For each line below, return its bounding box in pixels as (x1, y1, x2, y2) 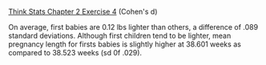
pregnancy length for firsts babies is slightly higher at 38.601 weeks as (8, 39, 242, 49)
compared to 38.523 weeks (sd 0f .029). (8, 48, 143, 57)
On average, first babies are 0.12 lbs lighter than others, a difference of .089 (8, 22, 259, 31)
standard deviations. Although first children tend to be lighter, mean (8, 31, 232, 40)
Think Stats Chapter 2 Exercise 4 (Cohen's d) (8, 7, 158, 16)
